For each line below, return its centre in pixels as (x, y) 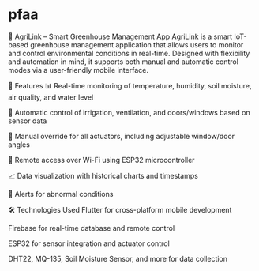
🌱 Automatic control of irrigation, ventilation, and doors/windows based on (129, 112)
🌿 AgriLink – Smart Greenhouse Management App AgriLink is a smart (120, 36)
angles (19, 145)
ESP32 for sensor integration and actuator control (89, 243)
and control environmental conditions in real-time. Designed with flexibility (129, 53)
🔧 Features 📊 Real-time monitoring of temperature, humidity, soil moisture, (130, 85)
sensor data (28, 121)
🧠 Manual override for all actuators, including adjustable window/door (122, 136)
